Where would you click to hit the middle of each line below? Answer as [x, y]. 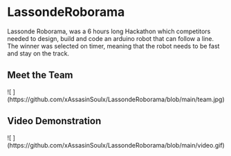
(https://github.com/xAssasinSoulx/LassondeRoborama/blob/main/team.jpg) [116, 99]
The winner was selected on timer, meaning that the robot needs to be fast [113, 46]
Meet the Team [40, 75]
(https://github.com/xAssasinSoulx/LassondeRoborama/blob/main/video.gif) [116, 145]
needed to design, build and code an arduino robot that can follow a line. [111, 38]
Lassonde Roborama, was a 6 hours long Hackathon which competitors [109, 31]
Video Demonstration [54, 121]
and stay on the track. [38, 53]
